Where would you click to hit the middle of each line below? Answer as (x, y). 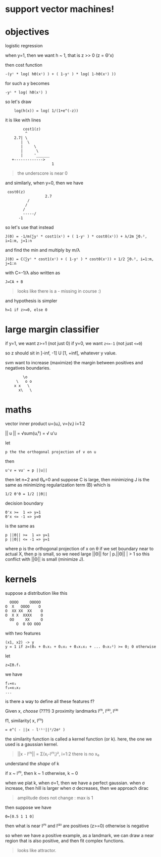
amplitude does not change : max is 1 (55, 798)
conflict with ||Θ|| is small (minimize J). (45, 559)
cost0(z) (16, 192)
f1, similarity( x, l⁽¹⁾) (24, 721)
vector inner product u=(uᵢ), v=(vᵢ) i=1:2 (45, 424)
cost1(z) (32, 129)
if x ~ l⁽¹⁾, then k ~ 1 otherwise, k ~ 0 (42, 773)
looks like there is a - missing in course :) (59, 291)
